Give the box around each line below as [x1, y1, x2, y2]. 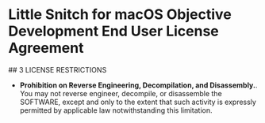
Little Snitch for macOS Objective [8, 6, 232, 24]
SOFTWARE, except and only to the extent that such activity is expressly [19, 97, 256, 106]
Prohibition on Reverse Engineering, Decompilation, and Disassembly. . [19, 80, 258, 90]
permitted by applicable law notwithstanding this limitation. [19, 105, 213, 115]
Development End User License [8, 22, 220, 40]
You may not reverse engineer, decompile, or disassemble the [19, 88, 222, 98]
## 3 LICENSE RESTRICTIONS [8, 65, 107, 74]
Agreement [8, 39, 84, 57]
